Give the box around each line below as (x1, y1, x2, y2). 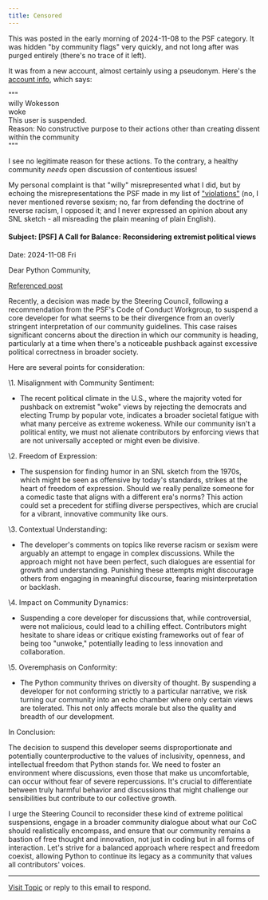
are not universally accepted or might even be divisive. (19, 435, 200, 445)
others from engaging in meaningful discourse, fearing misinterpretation (19, 573, 258, 583)
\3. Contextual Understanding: (8, 524, 108, 534)
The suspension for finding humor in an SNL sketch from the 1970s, (19, 466, 242, 476)
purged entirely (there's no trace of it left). (8, 50, 147, 60)
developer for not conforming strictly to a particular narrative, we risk (19, 686, 247, 696)
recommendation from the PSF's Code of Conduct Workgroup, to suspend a (8, 305, 258, 314)
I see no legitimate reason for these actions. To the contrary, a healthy (8, 156, 238, 166)
